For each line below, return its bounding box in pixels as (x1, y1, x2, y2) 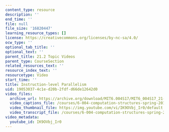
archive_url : (10, 96, 37, 101)
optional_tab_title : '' (5, 45, 55, 50)
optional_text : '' (5, 49, 44, 54)
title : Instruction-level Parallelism (5, 82, 87, 87)
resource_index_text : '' (5, 68, 57, 73)
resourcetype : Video (5, 73, 49, 78)
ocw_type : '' (5, 40, 33, 45)
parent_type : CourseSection (5, 59, 64, 64)
